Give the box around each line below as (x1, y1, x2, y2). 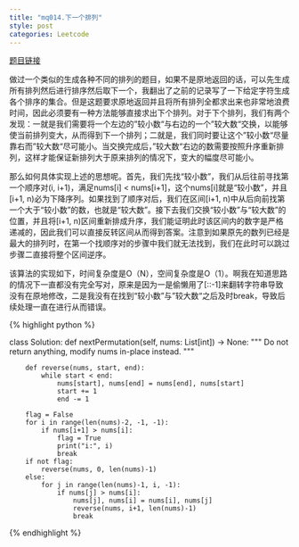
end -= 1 (56, 394, 90, 404)
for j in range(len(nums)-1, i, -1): (41, 481, 181, 490)
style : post (9, 21, 53, 30)
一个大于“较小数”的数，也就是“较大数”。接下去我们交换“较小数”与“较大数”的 (9, 204, 287, 215)
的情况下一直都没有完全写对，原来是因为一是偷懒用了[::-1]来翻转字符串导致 (9, 279, 284, 290)
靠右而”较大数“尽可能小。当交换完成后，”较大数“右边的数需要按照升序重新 (9, 141, 277, 152)
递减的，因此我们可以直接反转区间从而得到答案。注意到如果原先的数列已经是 (9, 227, 290, 237)
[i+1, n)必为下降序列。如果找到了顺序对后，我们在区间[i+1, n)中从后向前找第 (9, 194, 286, 204)
